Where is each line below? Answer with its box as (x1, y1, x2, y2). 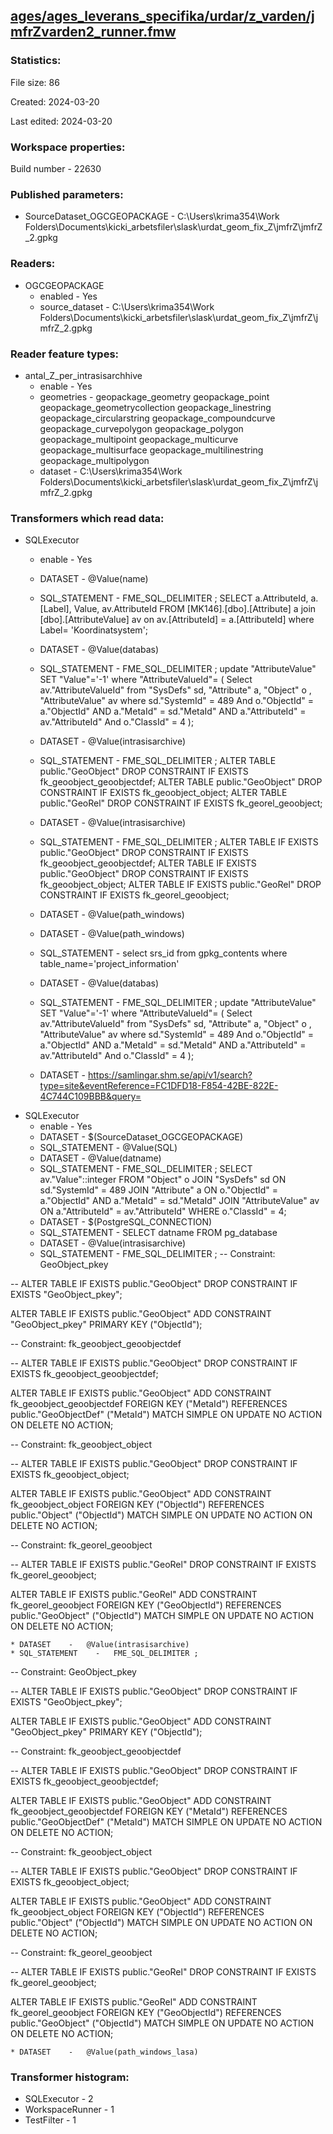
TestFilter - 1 (24, 2114, 77, 2126)
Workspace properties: (10, 140, 126, 154)
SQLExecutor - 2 (24, 2093, 94, 2105)
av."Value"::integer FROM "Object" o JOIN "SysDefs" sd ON (39, 1174, 287, 1186)
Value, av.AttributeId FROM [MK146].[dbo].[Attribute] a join (73, 603, 317, 615)
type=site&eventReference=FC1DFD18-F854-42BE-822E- (39, 1080, 279, 1092)
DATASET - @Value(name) (39, 573, 149, 585)
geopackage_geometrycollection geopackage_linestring (39, 401, 272, 413)
